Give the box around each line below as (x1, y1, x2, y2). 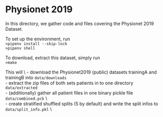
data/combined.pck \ (5, 95, 48, 101)
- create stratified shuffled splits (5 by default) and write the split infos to (5, 101, 158, 107)
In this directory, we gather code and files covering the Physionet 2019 (5, 20, 154, 27)
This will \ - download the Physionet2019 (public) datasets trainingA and (5, 69, 157, 75)
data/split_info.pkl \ (5, 106, 52, 112)
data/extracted (5, 85, 38, 90)
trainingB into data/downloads (5, 74, 67, 80)
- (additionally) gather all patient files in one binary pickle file (5, 89, 133, 96)
